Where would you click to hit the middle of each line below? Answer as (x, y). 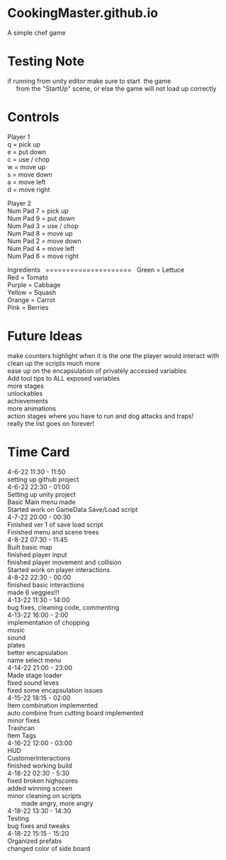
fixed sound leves (33, 683)
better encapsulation (38, 652)
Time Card (39, 452)
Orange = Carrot (31, 300)
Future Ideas (45, 336)
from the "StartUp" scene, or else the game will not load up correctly (116, 88)
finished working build (40, 765)
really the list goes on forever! (51, 423)
